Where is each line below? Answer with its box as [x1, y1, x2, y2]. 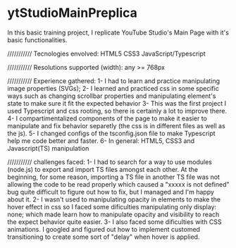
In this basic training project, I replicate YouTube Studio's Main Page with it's [7, 28, 229, 37]
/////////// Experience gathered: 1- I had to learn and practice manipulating [7, 76, 221, 85]
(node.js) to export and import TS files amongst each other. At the [7, 165, 199, 173]
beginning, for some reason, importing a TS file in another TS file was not [7, 173, 221, 181]
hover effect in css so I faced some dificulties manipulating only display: [7, 202, 217, 211]
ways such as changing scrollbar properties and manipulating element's [7, 92, 216, 100]
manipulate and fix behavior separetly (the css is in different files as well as [7, 121, 225, 130]
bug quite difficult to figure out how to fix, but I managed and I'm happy [7, 187, 215, 196]
